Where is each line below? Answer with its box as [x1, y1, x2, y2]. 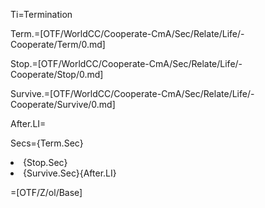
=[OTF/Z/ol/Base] [10, 187, 83, 198]
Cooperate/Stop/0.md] [10, 69, 104, 80]
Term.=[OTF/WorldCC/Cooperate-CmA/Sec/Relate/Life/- [10, 28, 245, 39]
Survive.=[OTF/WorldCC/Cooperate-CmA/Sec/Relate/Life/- [10, 88, 255, 99]
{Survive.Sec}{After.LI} [23, 167, 117, 179]
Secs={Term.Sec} [10, 137, 84, 149]
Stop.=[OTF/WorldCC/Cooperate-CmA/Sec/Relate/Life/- [10, 58, 243, 69]
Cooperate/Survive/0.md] [10, 99, 116, 110]
